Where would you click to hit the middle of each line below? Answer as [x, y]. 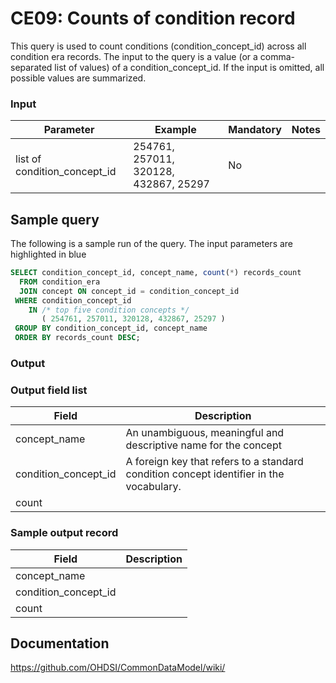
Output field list [49, 390]
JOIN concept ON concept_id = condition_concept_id [129, 291]
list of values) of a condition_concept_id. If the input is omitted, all [189, 67]
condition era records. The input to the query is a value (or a [134, 56]
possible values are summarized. [78, 78]
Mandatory [255, 130]
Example [175, 130]
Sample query [55, 219]
